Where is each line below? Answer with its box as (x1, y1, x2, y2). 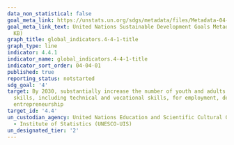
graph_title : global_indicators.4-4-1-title (7, 36, 139, 43)
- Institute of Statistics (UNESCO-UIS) (13, 120, 132, 128)
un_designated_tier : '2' (7, 127, 79, 134)
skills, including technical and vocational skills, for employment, (13, 95, 219, 102)
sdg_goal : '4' (7, 82, 49, 89)
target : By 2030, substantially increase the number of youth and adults (7, 88, 226, 95)
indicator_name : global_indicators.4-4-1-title (7, 56, 148, 63)
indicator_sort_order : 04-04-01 (7, 62, 101, 69)
